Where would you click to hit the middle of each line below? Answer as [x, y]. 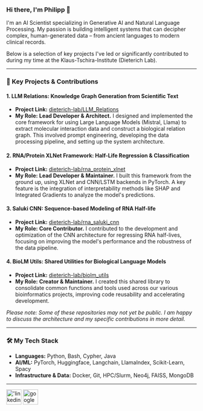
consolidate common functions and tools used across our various [96, 288]
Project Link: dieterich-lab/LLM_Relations [67, 110]
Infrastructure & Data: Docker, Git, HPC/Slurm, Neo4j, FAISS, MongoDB [105, 375]
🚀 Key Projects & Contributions [52, 82]
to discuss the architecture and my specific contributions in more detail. [96, 319]
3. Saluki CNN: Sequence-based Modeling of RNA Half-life [81, 209]
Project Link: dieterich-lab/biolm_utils [62, 275]
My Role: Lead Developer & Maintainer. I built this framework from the [103, 176]
